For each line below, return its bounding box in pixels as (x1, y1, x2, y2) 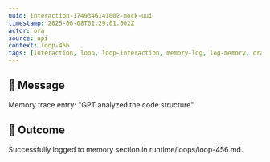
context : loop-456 (8, 42, 70, 50)
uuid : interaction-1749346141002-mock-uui (8, 11, 153, 20)
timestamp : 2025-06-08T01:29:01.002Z (8, 19, 135, 27)
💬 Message (8, 79, 66, 92)
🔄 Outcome (8, 124, 66, 137)
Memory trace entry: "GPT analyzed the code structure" (8, 99, 194, 109)
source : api (8, 34, 48, 43)
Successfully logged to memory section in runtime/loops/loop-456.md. (8, 144, 243, 154)
